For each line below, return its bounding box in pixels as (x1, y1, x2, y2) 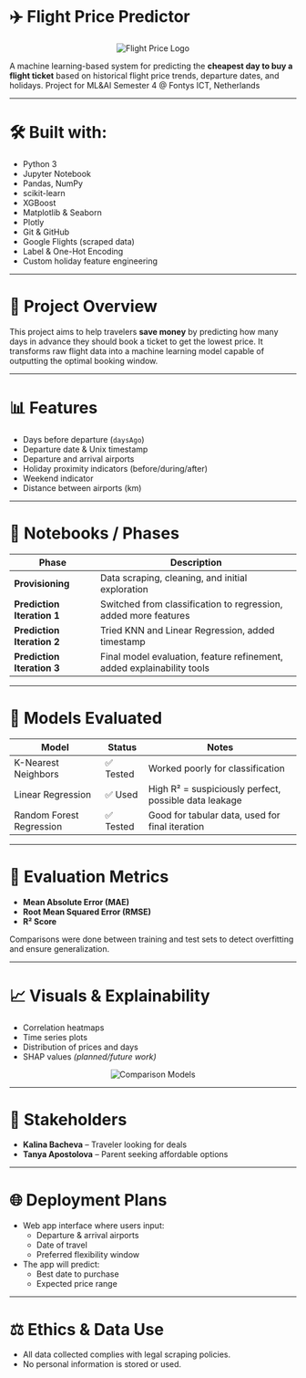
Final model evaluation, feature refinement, (99, 650, 284, 663)
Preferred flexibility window (36, 1249, 140, 1260)
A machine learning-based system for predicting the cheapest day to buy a (9, 60, 293, 71)
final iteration (148, 819, 205, 832)
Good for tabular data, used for (148, 809, 280, 821)
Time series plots (22, 1031, 88, 1042)
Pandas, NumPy (22, 178, 84, 189)
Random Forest (14, 809, 79, 821)
